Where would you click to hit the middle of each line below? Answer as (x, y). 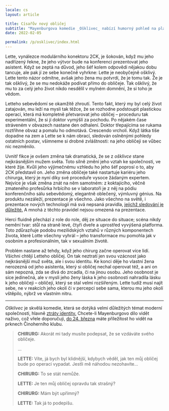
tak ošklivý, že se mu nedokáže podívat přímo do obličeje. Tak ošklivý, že (81, 83)
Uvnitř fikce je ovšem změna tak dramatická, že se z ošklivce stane (75, 156)
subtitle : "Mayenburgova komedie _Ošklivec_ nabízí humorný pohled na (81, 28)
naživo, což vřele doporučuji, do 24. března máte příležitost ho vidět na (79, 319)
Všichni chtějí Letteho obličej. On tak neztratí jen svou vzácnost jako (76, 256)
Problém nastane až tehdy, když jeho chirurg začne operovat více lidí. (77, 251)
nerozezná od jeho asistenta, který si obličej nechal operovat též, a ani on (81, 267)
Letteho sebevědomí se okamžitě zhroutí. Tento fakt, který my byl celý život (83, 104)
